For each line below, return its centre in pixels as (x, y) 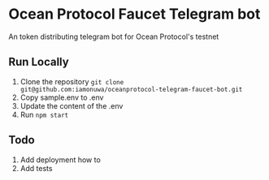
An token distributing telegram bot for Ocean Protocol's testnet (114, 36)
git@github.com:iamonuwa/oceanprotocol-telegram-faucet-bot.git (131, 89)
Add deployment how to (61, 160)
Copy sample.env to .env (62, 97)
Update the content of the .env (72, 105)
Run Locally (39, 62)
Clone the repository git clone (72, 81)
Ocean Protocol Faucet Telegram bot (134, 14)
